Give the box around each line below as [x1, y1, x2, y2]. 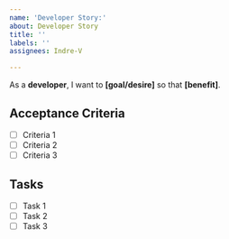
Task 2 [22, 211, 48, 221]
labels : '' [9, 38, 50, 48]
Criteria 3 [22, 150, 58, 161]
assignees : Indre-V [9, 47, 83, 56]
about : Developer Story [9, 22, 99, 31]
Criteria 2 [22, 140, 58, 150]
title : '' [9, 30, 47, 39]
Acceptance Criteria [9, 106, 125, 121]
